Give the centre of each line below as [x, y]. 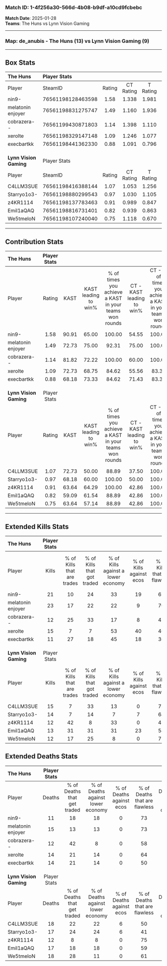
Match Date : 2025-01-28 [31, 18]
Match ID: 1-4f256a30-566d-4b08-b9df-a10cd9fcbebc [74, 7]
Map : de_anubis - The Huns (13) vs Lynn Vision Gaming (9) [77, 41]
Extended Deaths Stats [42, 756]
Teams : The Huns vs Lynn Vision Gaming [47, 23]
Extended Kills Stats [37, 527]
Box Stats [20, 62]
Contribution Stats [34, 242]
